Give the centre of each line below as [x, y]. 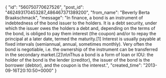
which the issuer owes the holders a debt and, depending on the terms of [80, 28]
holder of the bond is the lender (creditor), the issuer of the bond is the [78, 60]
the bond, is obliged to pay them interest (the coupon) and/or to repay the [81, 34]
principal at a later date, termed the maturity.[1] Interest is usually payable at [83, 39]
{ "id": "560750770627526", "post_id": [45, 7]
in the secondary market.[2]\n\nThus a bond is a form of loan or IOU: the [79, 55]
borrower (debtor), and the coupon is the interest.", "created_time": [74, 65]
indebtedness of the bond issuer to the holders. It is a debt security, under [81, 23]
